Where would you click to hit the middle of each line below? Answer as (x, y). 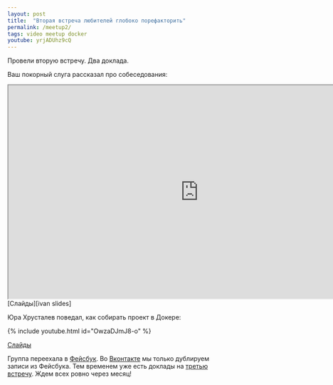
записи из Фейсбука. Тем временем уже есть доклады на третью (108, 366)
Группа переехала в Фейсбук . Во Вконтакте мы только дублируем (109, 359)
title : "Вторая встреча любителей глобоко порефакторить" (97, 21)
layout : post (27, 14)
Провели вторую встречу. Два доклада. (68, 60)
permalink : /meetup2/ (39, 27)
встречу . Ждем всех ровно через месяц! (69, 374)
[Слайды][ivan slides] (39, 304)
